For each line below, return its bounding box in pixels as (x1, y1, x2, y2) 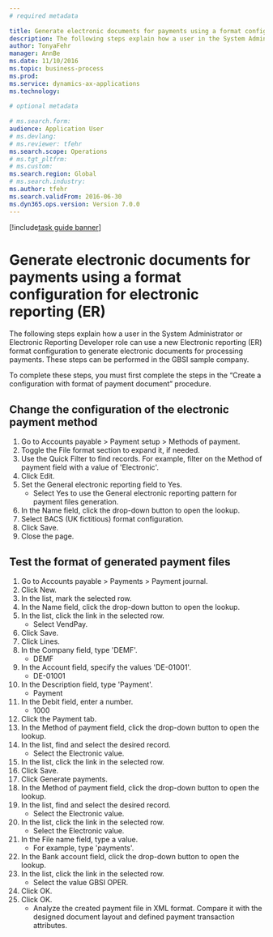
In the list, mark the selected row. (20, 594, 132, 603)
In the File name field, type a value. (20, 835, 139, 845)
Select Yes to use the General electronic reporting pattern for (32, 488, 237, 498)
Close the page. (20, 531, 75, 541)
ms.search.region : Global (9, 170, 96, 178)
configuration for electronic (9, 285, 199, 304)
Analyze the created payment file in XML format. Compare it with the (32, 904, 262, 914)
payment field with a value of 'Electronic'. (20, 462, 159, 472)
